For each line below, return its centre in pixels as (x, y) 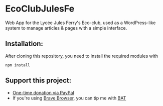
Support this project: (38, 81)
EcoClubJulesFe (40, 9)
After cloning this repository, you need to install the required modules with (82, 56)
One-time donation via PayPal (43, 92)
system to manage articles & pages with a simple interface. (66, 28)
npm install (18, 65)
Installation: (24, 44)
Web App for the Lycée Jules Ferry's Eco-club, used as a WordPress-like (80, 23)
